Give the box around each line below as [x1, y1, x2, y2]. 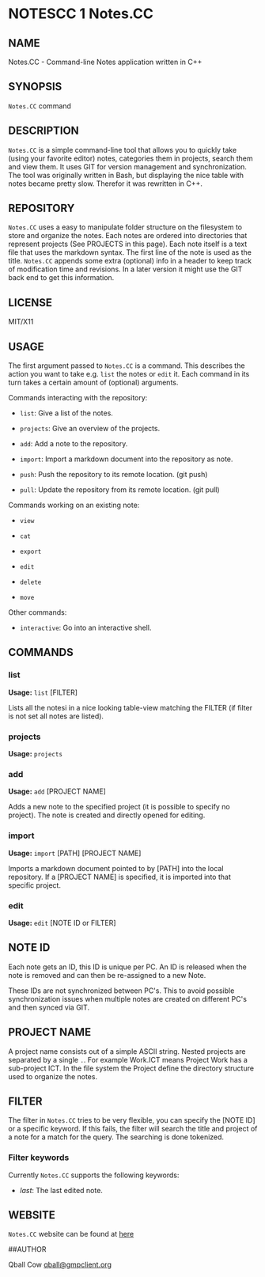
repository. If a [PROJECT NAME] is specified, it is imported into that [8, 872, 231, 881]
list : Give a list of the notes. [19, 408, 113, 418]
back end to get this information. [8, 273, 115, 282]
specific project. [8, 880, 62, 890]
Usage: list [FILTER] [8, 688, 78, 697]
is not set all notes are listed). [8, 711, 104, 721]
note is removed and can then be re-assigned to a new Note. [8, 970, 206, 980]
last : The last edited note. [19, 1185, 103, 1195]
